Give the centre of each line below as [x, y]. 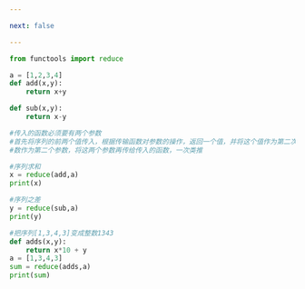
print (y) [26, 216]
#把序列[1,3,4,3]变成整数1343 [62, 233]
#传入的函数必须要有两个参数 [55, 133]
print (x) [26, 184]
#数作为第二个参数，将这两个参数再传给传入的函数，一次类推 [106, 150]
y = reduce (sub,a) [44, 208]
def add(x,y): [36, 84]
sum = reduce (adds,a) [50, 267]
